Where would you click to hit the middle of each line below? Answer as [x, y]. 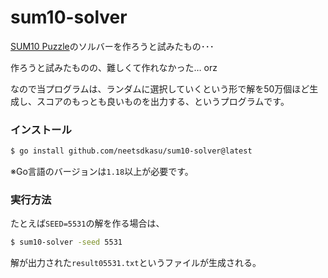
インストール [41, 129]
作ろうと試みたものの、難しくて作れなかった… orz [114, 67]
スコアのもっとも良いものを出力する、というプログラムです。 [163, 101]
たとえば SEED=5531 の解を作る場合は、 [87, 223]
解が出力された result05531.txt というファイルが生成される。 [136, 263]
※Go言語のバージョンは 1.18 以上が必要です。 [102, 172]
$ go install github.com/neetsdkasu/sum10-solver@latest [131, 151]
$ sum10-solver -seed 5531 [66, 242]
